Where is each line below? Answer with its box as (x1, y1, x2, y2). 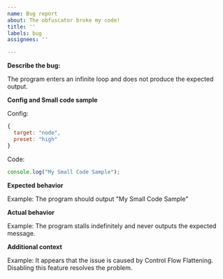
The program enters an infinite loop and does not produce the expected (7, 75, 214, 84)
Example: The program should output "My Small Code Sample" (7, 195, 189, 203)
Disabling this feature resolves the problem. (7, 263, 133, 272)
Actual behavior (7, 208, 55, 216)
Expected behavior (7, 181, 64, 189)
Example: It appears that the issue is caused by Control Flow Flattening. (7, 256, 214, 264)
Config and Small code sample (7, 96, 98, 105)
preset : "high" (13, 135, 58, 143)
